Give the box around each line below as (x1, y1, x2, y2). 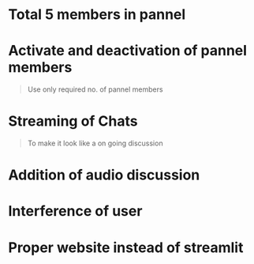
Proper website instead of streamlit (8, 239, 244, 256)
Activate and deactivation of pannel (8, 42, 247, 60)
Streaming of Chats (8, 112, 138, 130)
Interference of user (8, 202, 143, 221)
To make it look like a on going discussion (27, 138, 163, 148)
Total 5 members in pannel (8, 6, 186, 24)
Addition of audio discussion (8, 166, 200, 184)
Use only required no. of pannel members (27, 85, 163, 94)
